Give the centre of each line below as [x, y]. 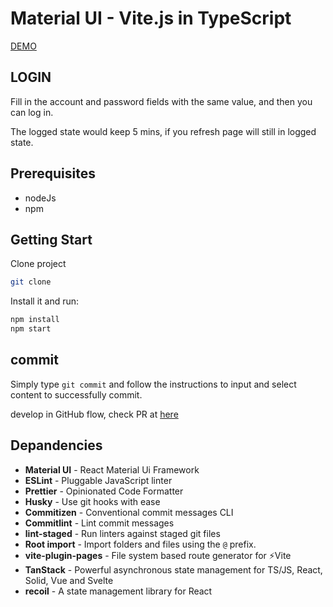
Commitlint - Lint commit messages [99, 523]
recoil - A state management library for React [118, 591]
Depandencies [56, 445]
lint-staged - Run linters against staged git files [122, 533]
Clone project [38, 264]
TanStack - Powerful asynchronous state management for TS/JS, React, [173, 569]
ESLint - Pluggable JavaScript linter [98, 480]
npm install [35, 320]
